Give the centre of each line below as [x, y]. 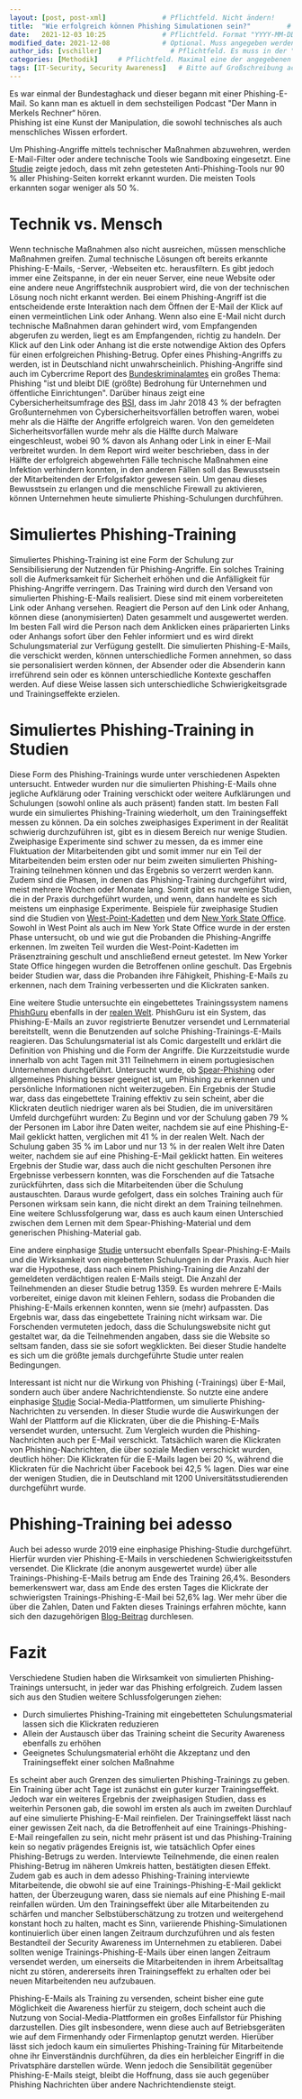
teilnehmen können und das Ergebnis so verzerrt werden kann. [158, 870]
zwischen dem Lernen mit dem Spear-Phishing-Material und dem [130, 1223]
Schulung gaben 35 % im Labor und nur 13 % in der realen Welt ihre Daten [147, 1146]
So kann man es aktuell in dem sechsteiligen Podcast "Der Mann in [153, 103]
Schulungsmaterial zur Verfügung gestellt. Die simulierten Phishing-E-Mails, [150, 646]
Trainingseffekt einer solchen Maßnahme [98, 1762]
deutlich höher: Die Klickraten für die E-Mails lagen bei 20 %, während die [147, 1459]
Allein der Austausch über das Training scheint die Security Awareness [154, 1733]
